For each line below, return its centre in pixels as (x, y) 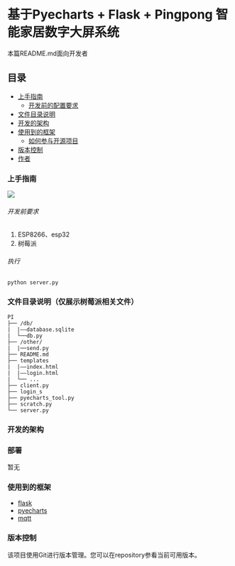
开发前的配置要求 (53, 105)
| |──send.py (28, 348)
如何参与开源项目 (53, 141)
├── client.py (28, 385)
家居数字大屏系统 (70, 32)
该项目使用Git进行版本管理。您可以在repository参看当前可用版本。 (104, 555)
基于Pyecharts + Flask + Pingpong (110, 15)
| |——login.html (33, 373)
